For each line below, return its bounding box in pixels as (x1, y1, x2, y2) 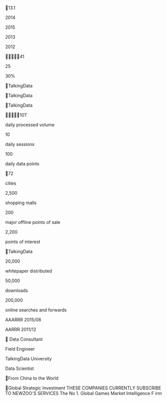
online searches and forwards (5, 307, 67, 313)
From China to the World (8, 375, 59, 381)
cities (5, 180, 17, 186)
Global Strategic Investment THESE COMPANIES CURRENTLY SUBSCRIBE (8, 385, 161, 391)
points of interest (5, 239, 41, 245)
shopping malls (5, 200, 37, 206)
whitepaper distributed (5, 268, 53, 274)
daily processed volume (5, 122, 55, 128)
